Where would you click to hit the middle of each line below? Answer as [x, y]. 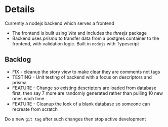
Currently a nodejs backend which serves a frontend [59, 23]
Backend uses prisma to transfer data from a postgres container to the [86, 38]
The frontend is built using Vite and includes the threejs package [79, 33]
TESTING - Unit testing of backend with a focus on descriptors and [82, 77]
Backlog [18, 60]
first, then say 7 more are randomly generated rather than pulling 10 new [87, 93]
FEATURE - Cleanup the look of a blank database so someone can [81, 104]
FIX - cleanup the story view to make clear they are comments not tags [86, 72]
